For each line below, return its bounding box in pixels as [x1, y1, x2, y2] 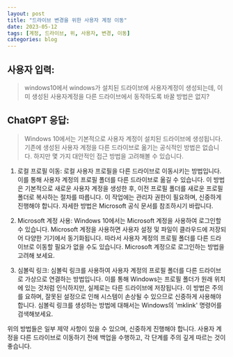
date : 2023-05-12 [7, 23, 58, 30]
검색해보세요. [17, 310, 54, 318]
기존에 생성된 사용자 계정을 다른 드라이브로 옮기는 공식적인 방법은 [24, 143, 201, 151]
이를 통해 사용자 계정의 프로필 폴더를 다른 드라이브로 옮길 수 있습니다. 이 [17, 175, 212, 183]
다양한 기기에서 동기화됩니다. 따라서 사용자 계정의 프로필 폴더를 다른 [24, 234, 209, 242]
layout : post [7, 10, 45, 17]
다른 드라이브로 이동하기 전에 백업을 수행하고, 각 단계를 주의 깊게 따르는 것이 [19, 333, 226, 342]
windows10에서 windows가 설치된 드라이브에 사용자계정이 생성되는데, [24, 83, 216, 91]
